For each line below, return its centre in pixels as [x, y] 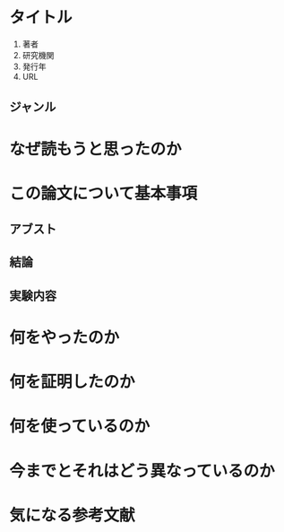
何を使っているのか [80, 427]
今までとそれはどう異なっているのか [142, 471]
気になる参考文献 [73, 515]
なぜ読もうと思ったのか [95, 149]
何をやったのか [65, 338]
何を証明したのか [73, 382]
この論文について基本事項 [103, 193]
